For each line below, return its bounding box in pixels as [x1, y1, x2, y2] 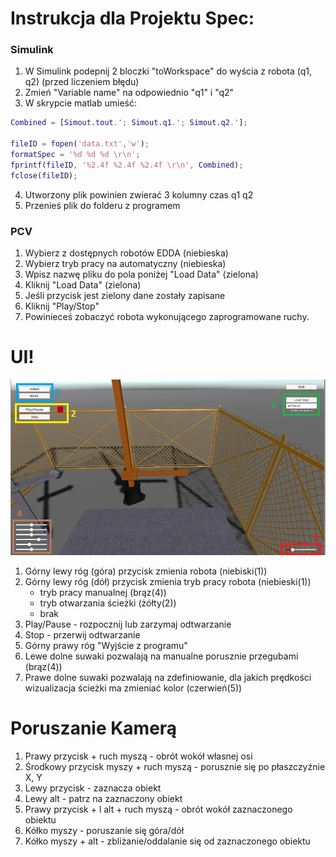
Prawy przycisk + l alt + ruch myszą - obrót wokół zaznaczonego [24, 803, 293, 816]
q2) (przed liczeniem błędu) [24, 76, 140, 88]
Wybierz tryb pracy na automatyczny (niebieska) [24, 258, 227, 270]
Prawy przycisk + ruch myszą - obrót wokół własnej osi [24, 750, 253, 762]
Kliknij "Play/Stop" [24, 300, 100, 312]
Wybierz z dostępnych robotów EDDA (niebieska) [24, 247, 229, 259]
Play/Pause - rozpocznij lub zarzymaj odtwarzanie [24, 618, 232, 631]
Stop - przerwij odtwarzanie [24, 629, 141, 641]
